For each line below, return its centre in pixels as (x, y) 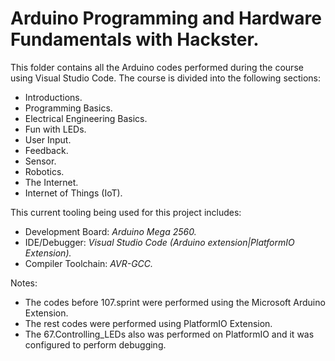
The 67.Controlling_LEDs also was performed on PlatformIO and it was (169, 334)
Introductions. (53, 97)
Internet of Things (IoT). (73, 193)
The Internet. (51, 182)
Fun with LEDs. (55, 129)
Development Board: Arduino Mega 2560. (110, 231)
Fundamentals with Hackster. (135, 39)
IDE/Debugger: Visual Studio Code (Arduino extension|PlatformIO (159, 242)
